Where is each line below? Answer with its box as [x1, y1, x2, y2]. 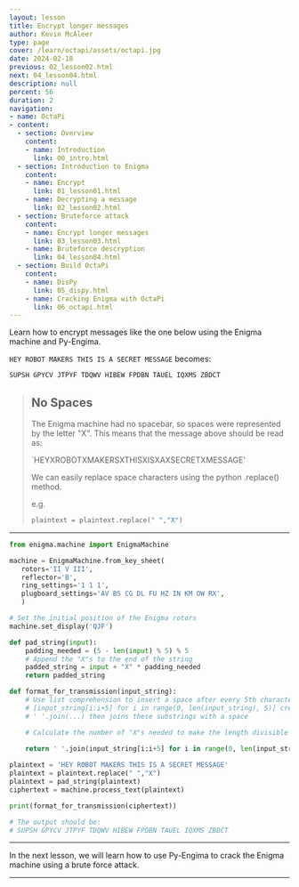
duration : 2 [9, 95, 53, 105]
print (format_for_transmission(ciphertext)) [9, 802, 177, 810]
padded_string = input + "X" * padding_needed [25, 663, 201, 672]
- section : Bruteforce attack [17, 211, 129, 221]
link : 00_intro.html [32, 153, 109, 163]
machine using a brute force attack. [9, 859, 140, 870]
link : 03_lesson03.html [32, 237, 122, 246]
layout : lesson [9, 12, 66, 22]
